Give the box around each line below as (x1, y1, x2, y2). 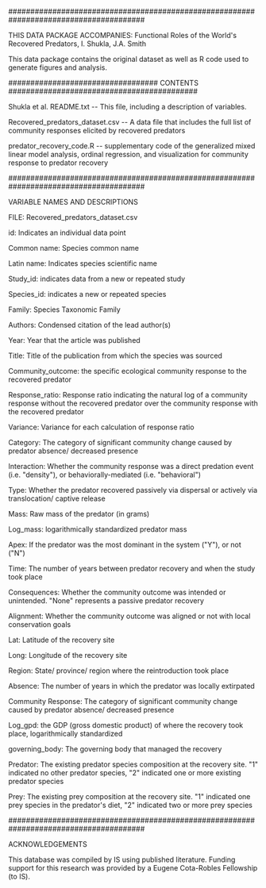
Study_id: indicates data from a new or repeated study (8, 274, 186, 283)
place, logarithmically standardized (8, 729, 123, 738)
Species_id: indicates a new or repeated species (8, 290, 167, 298)
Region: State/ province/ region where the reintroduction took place (8, 666, 229, 675)
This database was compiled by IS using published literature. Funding (8, 855, 236, 864)
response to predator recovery (8, 158, 109, 167)
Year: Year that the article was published (8, 336, 141, 344)
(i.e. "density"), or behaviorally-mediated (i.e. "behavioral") (8, 470, 201, 479)
